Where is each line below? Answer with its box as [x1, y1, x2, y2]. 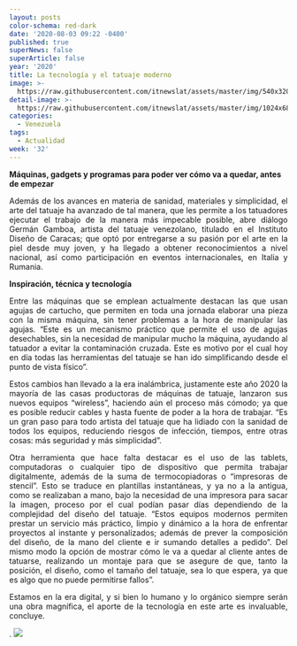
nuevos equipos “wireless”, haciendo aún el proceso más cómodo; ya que [9, 397, 288, 408]
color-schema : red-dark [9, 21, 97, 30]
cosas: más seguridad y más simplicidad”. [9, 435, 162, 445]
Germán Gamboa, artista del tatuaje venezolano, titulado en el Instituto [9, 223, 288, 235]
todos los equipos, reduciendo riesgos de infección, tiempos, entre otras [9, 426, 288, 436]
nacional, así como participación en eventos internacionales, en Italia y [9, 251, 288, 262]
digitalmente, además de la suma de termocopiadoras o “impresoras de [9, 471, 288, 481]
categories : [9, 112, 53, 120]
